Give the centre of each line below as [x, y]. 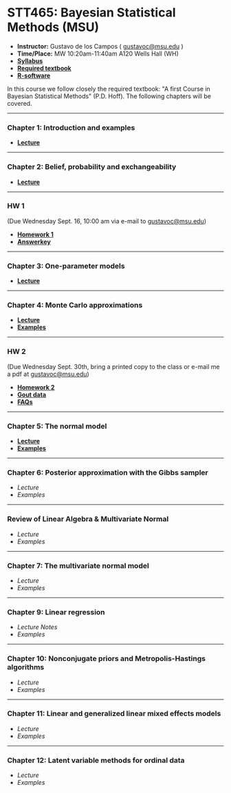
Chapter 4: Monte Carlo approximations [75, 305]
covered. [20, 103]
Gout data [32, 394]
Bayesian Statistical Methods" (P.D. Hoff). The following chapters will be [109, 96]
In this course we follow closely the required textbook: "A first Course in [109, 89]
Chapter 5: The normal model [57, 426]
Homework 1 [35, 234]
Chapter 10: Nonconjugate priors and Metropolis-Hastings [107, 659]
